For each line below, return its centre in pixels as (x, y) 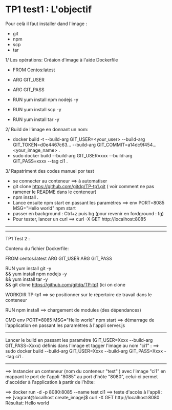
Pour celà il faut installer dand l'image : (46, 24)
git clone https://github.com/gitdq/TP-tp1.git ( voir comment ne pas (83, 186)
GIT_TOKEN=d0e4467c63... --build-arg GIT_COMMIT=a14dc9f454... (85, 145)
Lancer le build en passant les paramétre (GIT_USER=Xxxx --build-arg (79, 340)
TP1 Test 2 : (18, 238)
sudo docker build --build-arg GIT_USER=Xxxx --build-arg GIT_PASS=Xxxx (84, 351)
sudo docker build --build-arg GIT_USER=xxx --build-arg (72, 155)
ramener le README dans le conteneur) (55, 192)
